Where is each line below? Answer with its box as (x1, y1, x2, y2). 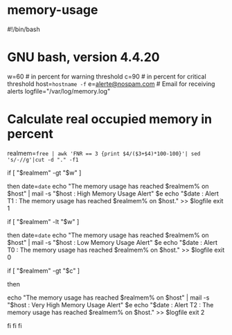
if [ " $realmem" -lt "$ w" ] (7, 217, 80, 225)
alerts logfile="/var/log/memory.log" (7, 87, 111, 95)
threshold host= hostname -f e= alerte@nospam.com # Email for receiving (7, 79, 215, 88)
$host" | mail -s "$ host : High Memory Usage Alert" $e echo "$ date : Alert (7, 189, 220, 198)
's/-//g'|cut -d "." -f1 (7, 156, 79, 163)
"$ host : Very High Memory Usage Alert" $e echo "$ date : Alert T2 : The (7, 300, 214, 309)
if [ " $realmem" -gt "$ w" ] (7, 169, 82, 177)
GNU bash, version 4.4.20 (7, 49, 160, 65)
